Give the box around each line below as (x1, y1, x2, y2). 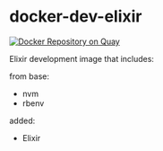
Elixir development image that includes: (9, 53, 155, 64)
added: (9, 115, 36, 126)
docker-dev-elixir (9, 6, 142, 27)
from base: (9, 70, 49, 82)
